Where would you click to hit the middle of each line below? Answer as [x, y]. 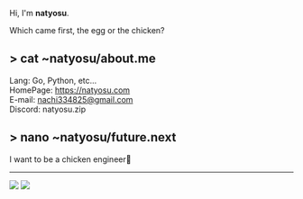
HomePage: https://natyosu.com [70, 90]
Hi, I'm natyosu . [39, 13]
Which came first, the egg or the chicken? [87, 30]
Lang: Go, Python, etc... [53, 80]
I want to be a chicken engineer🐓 [70, 159]
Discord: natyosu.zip [48, 109]
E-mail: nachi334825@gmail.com [71, 99]
